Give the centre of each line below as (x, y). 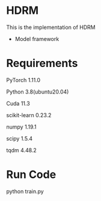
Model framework (37, 39)
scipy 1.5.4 (20, 138)
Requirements (42, 63)
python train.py (25, 191)
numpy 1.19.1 (21, 127)
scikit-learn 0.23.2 (29, 115)
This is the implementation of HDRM (51, 27)
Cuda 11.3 (18, 103)
